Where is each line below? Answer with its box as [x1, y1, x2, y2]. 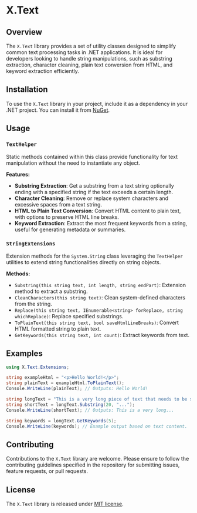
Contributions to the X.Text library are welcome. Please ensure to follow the [6, 455, 189, 462]
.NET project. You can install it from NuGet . [6, 106, 110, 114]
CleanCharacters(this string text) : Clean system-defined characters [14, 294, 186, 301]
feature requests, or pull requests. [6, 468, 88, 475]
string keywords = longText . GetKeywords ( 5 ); [6, 418, 117, 424]
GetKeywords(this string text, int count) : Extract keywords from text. [14, 331, 189, 338]
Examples [6, 348, 43, 359]
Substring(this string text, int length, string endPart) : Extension [14, 281, 186, 288]
